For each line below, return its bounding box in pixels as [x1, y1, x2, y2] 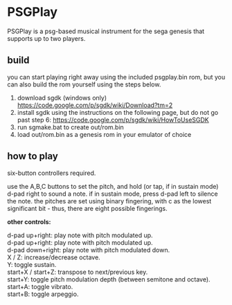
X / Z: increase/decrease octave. [7, 253, 100, 261]
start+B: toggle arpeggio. [7, 290, 79, 298]
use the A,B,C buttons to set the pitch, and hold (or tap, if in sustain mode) [7, 182, 219, 190]
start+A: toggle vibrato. [7, 282, 73, 290]
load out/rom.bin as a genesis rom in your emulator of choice [17, 130, 192, 138]
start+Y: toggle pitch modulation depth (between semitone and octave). [7, 275, 211, 284]
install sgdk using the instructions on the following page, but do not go [17, 108, 219, 116]
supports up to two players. [7, 34, 86, 42]
